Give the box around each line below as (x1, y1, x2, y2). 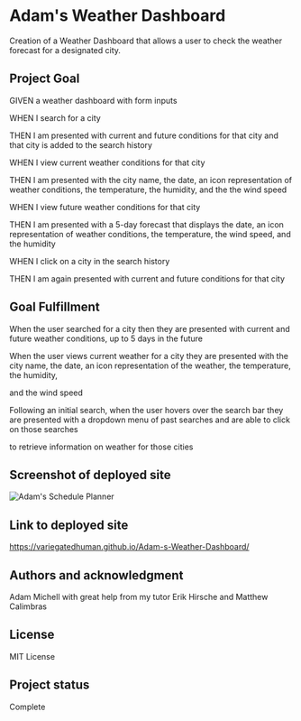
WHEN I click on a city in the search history (9, 255, 170, 266)
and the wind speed (9, 387, 84, 398)
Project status (9, 678, 90, 693)
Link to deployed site (9, 517, 129, 532)
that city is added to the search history (9, 139, 153, 150)
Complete (9, 701, 46, 712)
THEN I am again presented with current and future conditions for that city (9, 273, 286, 284)
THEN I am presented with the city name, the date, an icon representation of (9, 174, 293, 185)
